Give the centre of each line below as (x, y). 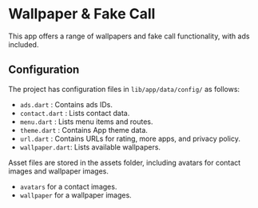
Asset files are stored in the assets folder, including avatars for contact (125, 162)
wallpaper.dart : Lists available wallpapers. (90, 147)
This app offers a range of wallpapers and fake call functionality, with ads (129, 36)
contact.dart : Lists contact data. (75, 113)
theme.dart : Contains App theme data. (83, 130)
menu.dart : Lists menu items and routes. (86, 122)
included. (24, 44)
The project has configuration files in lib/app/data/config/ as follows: (124, 89)
